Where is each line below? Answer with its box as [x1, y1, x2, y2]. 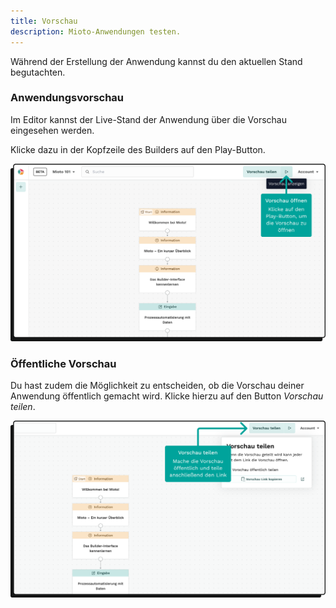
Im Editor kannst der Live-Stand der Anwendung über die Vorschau [10, 113, 287, 125]
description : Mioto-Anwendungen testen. [10, 26, 182, 37]
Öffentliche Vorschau [10, 356, 117, 370]
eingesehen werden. [10, 124, 95, 136]
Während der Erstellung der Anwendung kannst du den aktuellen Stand [10, 55, 303, 67]
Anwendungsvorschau [10, 91, 125, 105]
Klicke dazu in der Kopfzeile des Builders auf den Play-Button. [10, 143, 266, 155]
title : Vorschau [10, 16, 78, 26]
